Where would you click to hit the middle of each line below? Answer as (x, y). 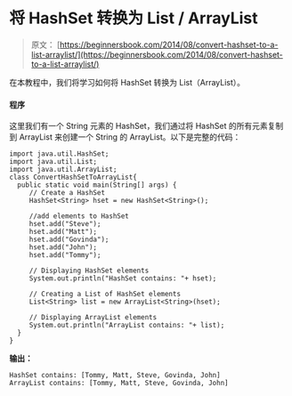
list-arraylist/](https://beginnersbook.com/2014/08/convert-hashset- (157, 54)
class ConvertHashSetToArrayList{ (73, 178)
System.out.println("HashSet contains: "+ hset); (123, 279)
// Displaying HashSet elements (89, 271)
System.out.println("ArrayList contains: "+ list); (127, 326)
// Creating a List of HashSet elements (105, 295)
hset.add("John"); (63, 247)
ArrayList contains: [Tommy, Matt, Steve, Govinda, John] (119, 384)
